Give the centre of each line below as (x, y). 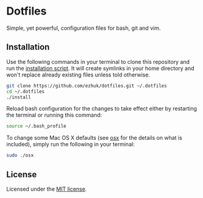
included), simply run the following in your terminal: (71, 145)
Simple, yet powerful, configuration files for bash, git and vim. (84, 28)
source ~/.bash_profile (36, 126)
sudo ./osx (20, 155)
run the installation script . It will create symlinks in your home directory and (100, 68)
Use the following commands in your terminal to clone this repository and (98, 61)
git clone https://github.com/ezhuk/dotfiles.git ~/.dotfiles (87, 86)
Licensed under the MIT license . (46, 189)
